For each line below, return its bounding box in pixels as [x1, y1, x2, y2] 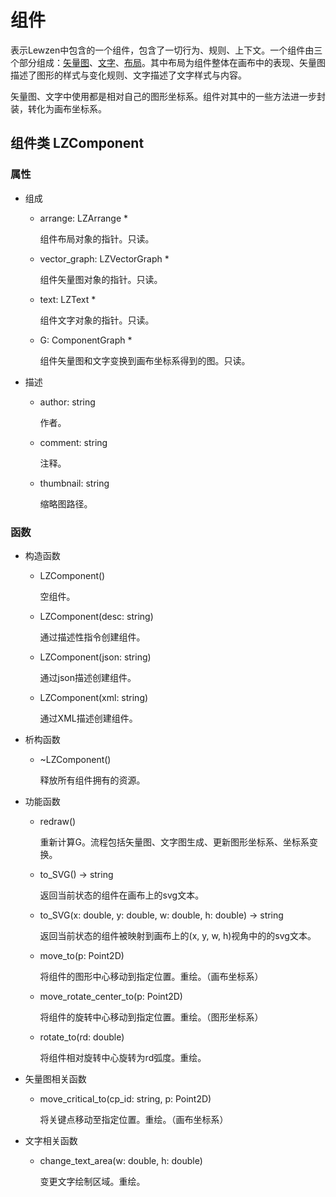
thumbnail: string [39, 477, 110, 489]
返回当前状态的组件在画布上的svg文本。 [39, 889, 205, 901]
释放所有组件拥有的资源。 [39, 774, 146, 786]
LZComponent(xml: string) [39, 691, 149, 703]
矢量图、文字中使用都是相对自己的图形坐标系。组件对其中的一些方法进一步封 [10, 90, 326, 102]
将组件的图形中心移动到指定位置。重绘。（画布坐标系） [39, 970, 264, 982]
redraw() [39, 815, 77, 827]
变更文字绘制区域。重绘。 [39, 1175, 146, 1187]
